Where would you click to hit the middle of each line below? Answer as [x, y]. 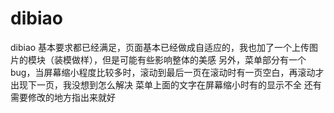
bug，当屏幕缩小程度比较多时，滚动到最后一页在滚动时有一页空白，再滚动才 [167, 72]
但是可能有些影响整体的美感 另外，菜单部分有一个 [204, 59]
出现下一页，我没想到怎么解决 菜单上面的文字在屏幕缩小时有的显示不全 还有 [166, 84]
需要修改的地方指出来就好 [63, 97]
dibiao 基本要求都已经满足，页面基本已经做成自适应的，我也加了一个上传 [160, 47]
